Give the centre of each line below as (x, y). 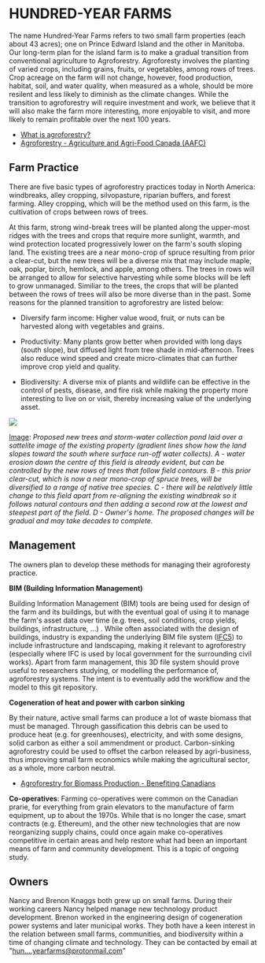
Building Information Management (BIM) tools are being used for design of (129, 603)
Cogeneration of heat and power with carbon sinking (97, 702)
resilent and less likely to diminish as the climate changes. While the (119, 94)
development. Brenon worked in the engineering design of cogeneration (126, 917)
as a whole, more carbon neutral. (63, 768)
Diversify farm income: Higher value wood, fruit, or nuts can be (122, 318)
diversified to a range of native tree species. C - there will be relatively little (131, 487)
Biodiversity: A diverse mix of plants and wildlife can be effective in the (135, 381)
